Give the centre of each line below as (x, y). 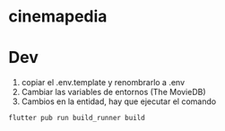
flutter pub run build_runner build (77, 118)
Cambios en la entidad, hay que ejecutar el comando (119, 101)
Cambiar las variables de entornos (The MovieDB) (114, 92)
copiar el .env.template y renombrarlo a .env (103, 83)
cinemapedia (58, 17)
